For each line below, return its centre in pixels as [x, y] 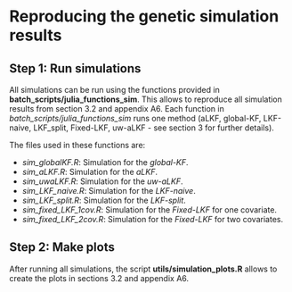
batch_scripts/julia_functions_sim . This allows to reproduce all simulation [146, 99]
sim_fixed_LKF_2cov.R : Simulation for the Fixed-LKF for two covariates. [152, 219]
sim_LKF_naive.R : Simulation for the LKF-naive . [109, 191]
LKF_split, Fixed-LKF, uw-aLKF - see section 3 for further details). [154, 128]
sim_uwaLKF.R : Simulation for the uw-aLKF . [102, 181]
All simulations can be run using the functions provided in [114, 90]
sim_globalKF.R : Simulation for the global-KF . [105, 162]
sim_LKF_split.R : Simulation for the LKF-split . [104, 200]
